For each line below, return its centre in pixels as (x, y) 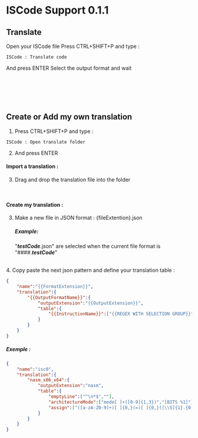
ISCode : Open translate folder (46, 142)
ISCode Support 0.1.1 (57, 10)
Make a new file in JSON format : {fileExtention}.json (78, 218)
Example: (27, 231)
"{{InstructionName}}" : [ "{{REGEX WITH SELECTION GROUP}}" (121, 314)
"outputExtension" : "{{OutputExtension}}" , (90, 303)
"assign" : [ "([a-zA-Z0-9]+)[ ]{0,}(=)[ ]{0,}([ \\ (109, 408)
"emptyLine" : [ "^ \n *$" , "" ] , (81, 397)
